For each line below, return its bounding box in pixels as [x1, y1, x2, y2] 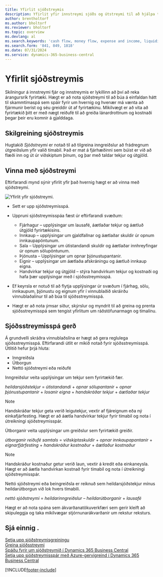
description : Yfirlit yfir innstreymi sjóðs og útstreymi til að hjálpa [5, 12, 155, 17]
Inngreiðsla [12, 355, 35, 360]
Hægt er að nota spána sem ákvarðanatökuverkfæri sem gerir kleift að [5, 505, 146, 510]
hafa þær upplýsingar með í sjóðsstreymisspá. [19, 273, 112, 279]
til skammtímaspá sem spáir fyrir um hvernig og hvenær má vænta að [5, 100, 144, 105]
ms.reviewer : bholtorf [5, 25, 51, 30]
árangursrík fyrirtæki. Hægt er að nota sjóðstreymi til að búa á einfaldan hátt [5, 94, 157, 100]
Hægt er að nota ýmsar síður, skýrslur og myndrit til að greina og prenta [12, 303, 155, 308]
